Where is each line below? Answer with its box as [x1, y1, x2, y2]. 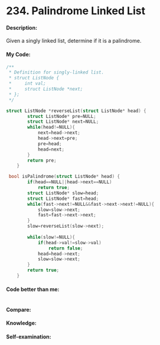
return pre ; [27, 157, 57, 164]
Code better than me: [6, 286, 60, 293]
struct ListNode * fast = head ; [27, 196, 99, 202]
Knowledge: [6, 320, 37, 327]
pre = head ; [37, 140, 62, 146]
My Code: [6, 50, 31, 57]
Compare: [6, 306, 31, 313]
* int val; [8, 81, 46, 87]
